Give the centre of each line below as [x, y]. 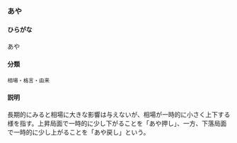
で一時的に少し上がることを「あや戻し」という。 [79, 132]
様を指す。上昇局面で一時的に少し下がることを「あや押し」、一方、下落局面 [117, 123]
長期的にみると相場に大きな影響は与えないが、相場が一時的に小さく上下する [119, 114]
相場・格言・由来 [29, 81]
